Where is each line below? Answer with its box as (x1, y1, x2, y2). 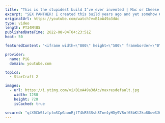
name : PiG (9, 57, 29, 61)
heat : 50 (5, 35, 23, 40)
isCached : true (14, 101, 45, 106)
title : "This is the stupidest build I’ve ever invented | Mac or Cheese (5, 7, 160, 12)
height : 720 (14, 97, 38, 102)
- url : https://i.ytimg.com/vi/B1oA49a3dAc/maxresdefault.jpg (9, 88, 139, 93)
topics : (5, 70, 21, 75)
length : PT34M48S (5, 25, 41, 30)
